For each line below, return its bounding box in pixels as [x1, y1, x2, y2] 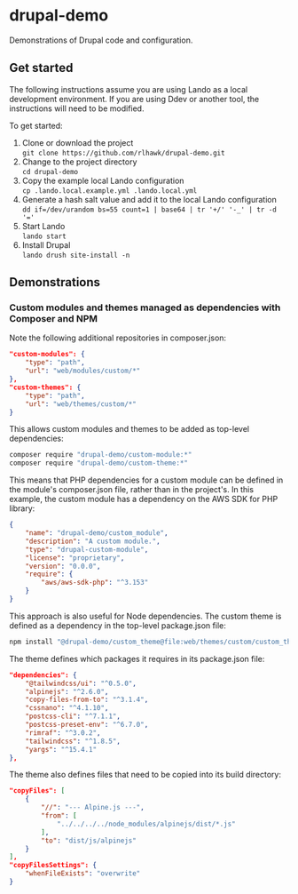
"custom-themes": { [9, 383, 82, 392]
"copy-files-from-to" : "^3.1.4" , [25, 695, 149, 705]
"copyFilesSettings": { [9, 861, 98, 870]
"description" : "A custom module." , [25, 537, 161, 546]
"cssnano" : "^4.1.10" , [25, 704, 109, 713]
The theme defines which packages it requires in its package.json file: [9, 653, 265, 664]
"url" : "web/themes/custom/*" [25, 399, 137, 409]
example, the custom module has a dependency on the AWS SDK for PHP [9, 494, 278, 505]
